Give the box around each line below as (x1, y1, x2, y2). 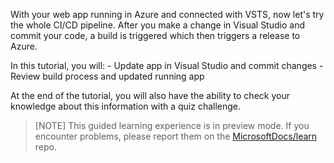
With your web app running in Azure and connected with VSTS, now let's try (10, 9, 325, 20)
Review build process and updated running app (10, 70, 205, 82)
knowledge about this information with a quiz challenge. (10, 100, 242, 112)
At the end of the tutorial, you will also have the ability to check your (10, 90, 290, 101)
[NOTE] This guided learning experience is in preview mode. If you (34, 120, 310, 131)
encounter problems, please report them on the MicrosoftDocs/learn (34, 130, 318, 142)
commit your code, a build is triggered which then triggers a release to (10, 30, 301, 41)
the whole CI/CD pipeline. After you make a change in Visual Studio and (10, 19, 305, 31)
